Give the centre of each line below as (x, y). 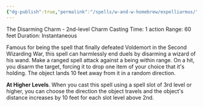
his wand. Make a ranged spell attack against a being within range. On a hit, (100, 60)
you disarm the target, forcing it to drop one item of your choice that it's (95, 66)
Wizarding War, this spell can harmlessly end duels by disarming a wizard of (101, 53)
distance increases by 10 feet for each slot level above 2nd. (80, 97)
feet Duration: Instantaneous (42, 35)
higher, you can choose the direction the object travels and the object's (95, 91)
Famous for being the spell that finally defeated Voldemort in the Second (97, 47)
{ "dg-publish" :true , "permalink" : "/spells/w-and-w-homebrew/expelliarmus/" (102, 12)
